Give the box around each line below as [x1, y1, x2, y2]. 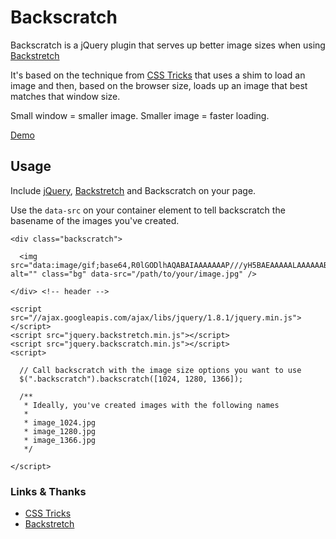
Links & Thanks [10, 484, 87, 498]
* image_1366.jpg [23, 435, 97, 445]
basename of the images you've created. [10, 214, 180, 226]
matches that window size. [10, 90, 121, 102]
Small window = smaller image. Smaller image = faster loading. [10, 109, 270, 121]
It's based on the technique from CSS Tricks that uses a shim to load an [10, 69, 306, 81]
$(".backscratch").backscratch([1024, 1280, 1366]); [19, 374, 244, 384]
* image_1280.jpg [23, 426, 97, 436]
